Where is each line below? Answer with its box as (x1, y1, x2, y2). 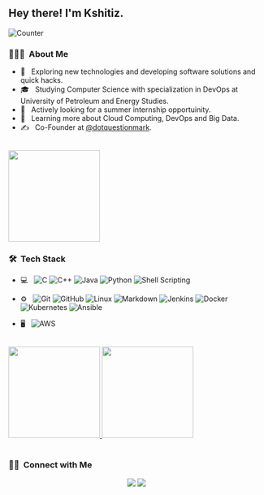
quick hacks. (19, 75, 63, 85)
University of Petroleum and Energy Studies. (19, 97, 169, 106)
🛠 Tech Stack (8, 253, 67, 265)
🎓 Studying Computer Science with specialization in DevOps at (19, 84, 238, 94)
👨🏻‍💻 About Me (8, 48, 69, 59)
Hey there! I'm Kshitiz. (8, 6, 124, 20)
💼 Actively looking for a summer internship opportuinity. (19, 105, 211, 114)
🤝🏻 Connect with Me (8, 459, 93, 471)
